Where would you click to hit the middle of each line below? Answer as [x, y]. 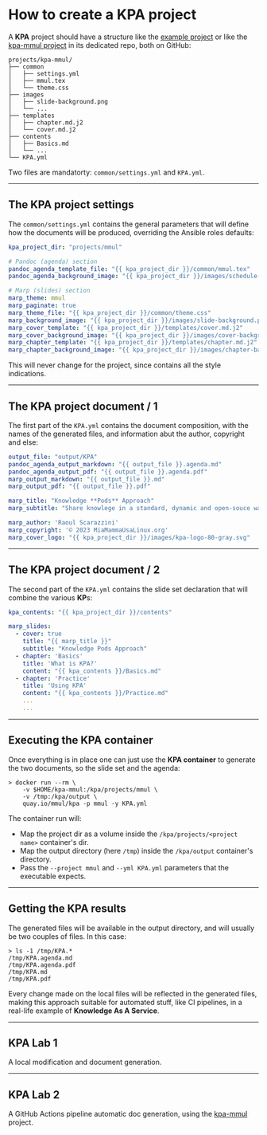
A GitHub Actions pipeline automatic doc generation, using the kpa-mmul [128, 1114]
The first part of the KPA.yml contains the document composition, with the [128, 425]
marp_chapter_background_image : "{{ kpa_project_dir [97, 350]
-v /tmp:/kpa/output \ [60, 796]
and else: [23, 442]
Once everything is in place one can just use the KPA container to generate [132, 760]
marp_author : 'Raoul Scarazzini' [64, 523]
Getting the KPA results [68, 909]
